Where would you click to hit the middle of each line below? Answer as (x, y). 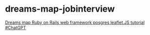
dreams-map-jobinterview (60, 9)
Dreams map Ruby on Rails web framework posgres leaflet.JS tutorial (75, 22)
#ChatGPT (16, 27)
